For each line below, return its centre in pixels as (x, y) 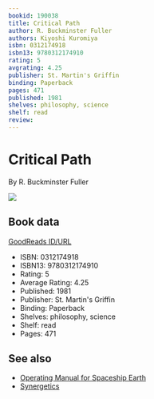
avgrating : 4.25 (35, 68)
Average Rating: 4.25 (54, 282)
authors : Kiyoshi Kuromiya (53, 38)
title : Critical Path (44, 23)
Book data (34, 222)
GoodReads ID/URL (40, 241)
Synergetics (39, 386)
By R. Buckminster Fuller (49, 182)
